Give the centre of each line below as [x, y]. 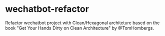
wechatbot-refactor [47, 9]
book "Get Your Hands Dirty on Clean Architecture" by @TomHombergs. [79, 28]
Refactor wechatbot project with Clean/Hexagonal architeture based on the [82, 23]
